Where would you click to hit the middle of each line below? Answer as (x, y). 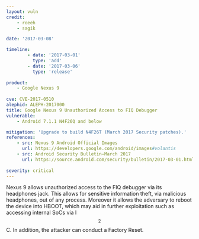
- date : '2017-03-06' (54, 66)
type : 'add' (47, 60)
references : (21, 138)
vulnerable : (21, 116)
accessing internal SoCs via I (41, 213)
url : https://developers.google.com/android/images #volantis (99, 149)
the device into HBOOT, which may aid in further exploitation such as (90, 206)
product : (17, 83)
